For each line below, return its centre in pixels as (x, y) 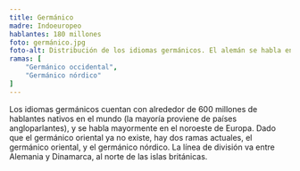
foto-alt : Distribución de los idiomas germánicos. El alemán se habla (145, 51)
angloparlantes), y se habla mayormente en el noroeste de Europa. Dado (143, 128)
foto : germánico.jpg (48, 42)
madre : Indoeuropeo (46, 26)
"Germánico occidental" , (71, 68)
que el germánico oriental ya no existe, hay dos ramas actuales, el (131, 137)
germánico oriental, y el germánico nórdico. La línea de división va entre (142, 147)
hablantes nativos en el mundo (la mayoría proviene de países (123, 118)
